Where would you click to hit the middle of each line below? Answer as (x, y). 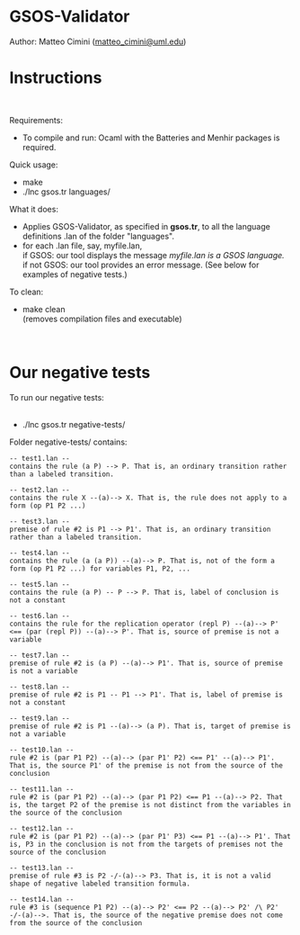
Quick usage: (34, 165)
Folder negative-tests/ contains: (68, 442)
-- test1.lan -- (40, 458)
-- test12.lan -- (42, 828)
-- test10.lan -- (42, 750)
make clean (44, 309)
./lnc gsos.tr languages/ (66, 192)
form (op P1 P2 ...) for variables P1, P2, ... (100, 569)
